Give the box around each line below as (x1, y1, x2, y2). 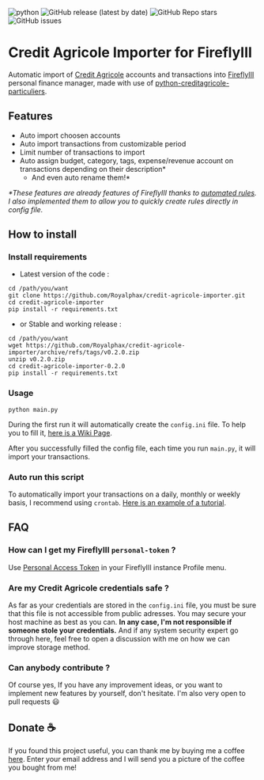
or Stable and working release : (19, 319, 122, 329)
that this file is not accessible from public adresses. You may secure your (8, 609, 247, 618)
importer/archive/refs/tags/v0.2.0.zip (8, 348, 140, 356)
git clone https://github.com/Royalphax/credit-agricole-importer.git (8, 291, 246, 300)
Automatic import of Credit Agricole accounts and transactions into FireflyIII (8, 70, 255, 79)
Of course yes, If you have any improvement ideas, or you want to (8, 680, 223, 690)
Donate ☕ (8, 721, 57, 734)
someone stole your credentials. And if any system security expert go (8, 626, 239, 635)
